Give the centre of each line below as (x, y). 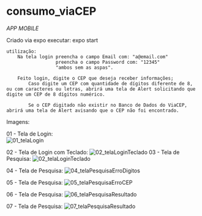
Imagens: (18, 121)
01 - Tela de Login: (30, 134)
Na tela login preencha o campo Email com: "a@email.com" (93, 56)
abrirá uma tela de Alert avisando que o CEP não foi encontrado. (93, 110)
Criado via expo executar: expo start (52, 40)
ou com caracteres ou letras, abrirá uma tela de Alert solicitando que (101, 89)
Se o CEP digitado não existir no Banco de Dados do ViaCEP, (108, 105)
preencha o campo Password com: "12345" (108, 62)
